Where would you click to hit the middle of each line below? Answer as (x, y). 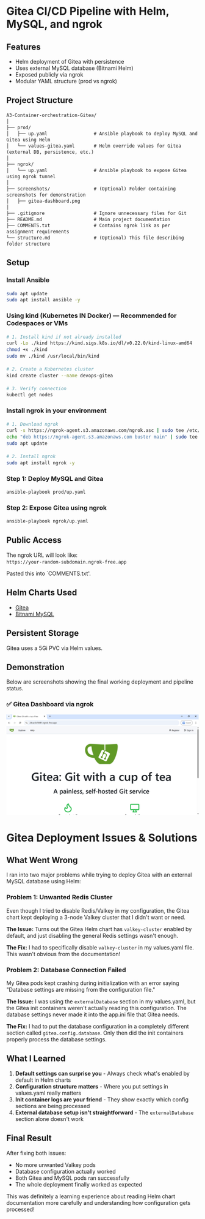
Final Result (29, 1138)
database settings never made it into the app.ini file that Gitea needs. (93, 1014)
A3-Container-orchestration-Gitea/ (52, 115)
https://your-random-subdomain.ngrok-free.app (67, 562)
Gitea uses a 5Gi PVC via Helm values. (54, 648)
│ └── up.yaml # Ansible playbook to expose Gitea (97, 170)
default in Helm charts (43, 1080)
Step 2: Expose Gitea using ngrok (56, 508)
